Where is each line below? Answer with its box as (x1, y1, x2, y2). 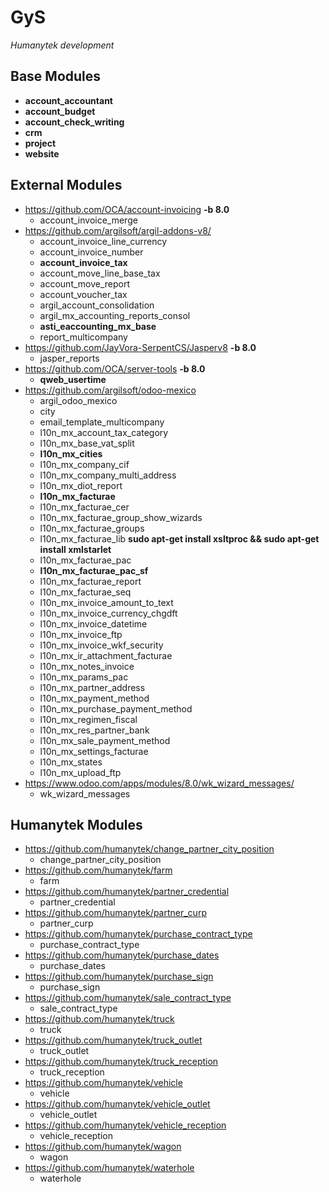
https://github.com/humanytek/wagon (24, 1141, 182, 1153)
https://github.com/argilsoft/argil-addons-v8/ (24, 224, 212, 236)
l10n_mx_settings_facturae (39, 745, 149, 757)
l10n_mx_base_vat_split (39, 437, 135, 449)
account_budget (24, 105, 96, 117)
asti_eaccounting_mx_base (39, 320, 157, 332)
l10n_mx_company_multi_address (39, 469, 177, 481)
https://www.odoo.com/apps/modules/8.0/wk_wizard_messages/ (24, 777, 295, 789)
